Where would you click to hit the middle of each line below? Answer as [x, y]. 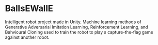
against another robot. [27, 37]
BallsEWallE [29, 8]
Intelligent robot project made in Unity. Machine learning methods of [73, 22]
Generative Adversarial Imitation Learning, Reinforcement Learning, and [77, 27]
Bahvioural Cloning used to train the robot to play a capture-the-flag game [79, 32]
